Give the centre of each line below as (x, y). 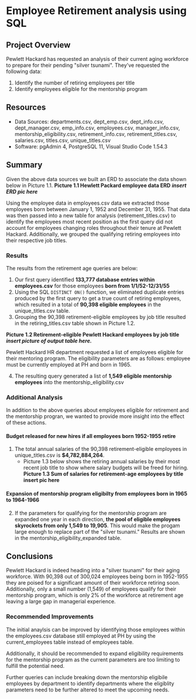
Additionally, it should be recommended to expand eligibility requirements (95, 653)
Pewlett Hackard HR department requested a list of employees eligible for (95, 352)
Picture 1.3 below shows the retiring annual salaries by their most (102, 462)
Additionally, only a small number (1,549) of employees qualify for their (91, 589)
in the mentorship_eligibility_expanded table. (68, 538)
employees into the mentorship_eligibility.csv (69, 382)
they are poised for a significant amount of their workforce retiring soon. (93, 583)
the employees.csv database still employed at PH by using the (81, 636)
